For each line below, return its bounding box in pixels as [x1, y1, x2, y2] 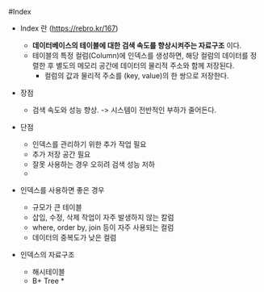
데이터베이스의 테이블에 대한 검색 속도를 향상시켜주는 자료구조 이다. [31, 40, 242, 50]
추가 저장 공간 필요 [31, 149, 91, 159]
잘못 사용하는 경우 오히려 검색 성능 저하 [31, 160, 156, 169]
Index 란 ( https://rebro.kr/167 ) [19, 23, 119, 33]
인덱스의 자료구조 [19, 250, 75, 259]
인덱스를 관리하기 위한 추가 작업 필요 [31, 140, 147, 148]
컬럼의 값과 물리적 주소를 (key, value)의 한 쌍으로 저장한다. [44, 71, 229, 80]
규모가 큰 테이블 [31, 202, 82, 212]
